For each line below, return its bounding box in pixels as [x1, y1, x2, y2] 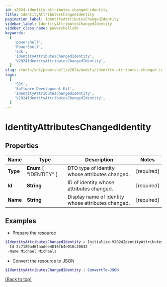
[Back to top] [5, 277, 32, 283]
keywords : [5, 30, 26, 35]
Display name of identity [67, 193, 124, 200]
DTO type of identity [67, 165, 115, 172]
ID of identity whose [67, 179, 115, 186]
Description [85, 156, 113, 163]
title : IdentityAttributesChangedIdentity [5, 12, 94, 17]
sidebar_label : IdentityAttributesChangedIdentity [5, 21, 112, 26]
